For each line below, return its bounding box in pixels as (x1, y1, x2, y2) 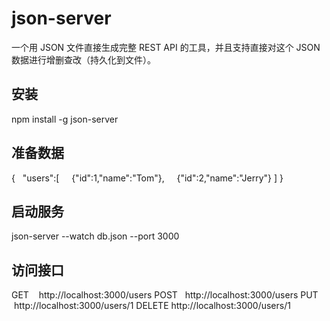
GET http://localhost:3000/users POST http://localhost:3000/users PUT (11, 289, 319, 301)
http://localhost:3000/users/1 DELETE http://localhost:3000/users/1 (13, 300, 291, 312)
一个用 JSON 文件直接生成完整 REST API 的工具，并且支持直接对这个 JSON (11, 41, 321, 53)
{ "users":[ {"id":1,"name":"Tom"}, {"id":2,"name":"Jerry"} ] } (11, 172, 284, 184)
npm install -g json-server (11, 113, 119, 125)
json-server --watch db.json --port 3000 (11, 230, 180, 242)
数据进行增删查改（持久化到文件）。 (11, 53, 156, 66)
